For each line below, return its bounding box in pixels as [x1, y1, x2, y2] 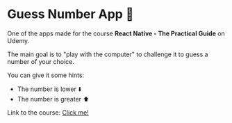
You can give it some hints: [7, 71, 85, 79]
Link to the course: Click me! [7, 108, 89, 117]
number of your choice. [7, 57, 74, 65]
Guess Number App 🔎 [7, 6, 134, 22]
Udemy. [7, 36, 30, 44]
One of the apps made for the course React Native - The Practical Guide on [7, 29, 226, 38]
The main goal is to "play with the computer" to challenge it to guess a [7, 50, 208, 58]
